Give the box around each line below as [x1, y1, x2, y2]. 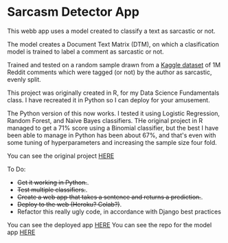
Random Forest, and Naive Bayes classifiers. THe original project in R [7, 116, 203, 124]
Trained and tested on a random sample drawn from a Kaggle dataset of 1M [7, 60, 221, 69]
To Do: [7, 165, 26, 173]
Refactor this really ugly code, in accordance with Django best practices [16, 207, 222, 216]
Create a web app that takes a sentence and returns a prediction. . [16, 193, 203, 201]
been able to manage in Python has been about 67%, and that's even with [7, 131, 216, 139]
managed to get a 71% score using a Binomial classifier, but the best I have [7, 124, 219, 132]
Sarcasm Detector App [7, 4, 139, 20]
